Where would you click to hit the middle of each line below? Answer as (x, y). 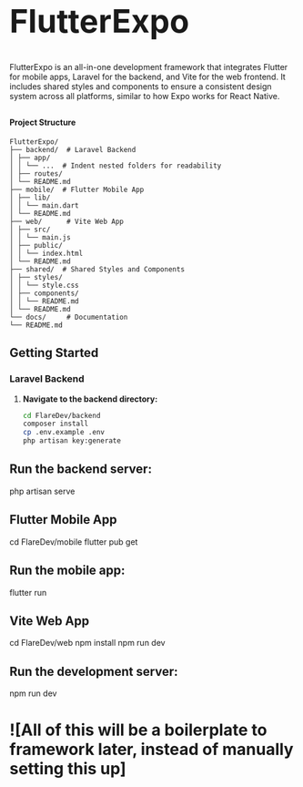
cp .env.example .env (63, 433)
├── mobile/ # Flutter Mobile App (77, 189)
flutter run (28, 592)
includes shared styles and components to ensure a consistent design (141, 86)
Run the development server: (94, 671)
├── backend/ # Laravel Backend (73, 149)
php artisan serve (42, 491)
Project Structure (43, 123)
